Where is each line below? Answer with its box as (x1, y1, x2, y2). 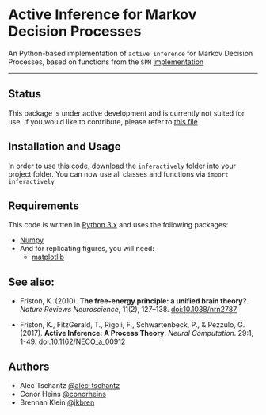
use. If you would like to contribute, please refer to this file (8, 116, 198, 126)
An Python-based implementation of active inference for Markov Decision (8, 48, 253, 58)
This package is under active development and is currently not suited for (8, 109, 245, 118)
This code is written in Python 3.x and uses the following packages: (8, 220, 229, 230)
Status (8, 87, 42, 101)
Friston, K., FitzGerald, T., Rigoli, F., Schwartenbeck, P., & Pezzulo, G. (19, 320, 245, 329)
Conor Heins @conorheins (19, 390, 107, 398)
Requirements (8, 199, 79, 212)
